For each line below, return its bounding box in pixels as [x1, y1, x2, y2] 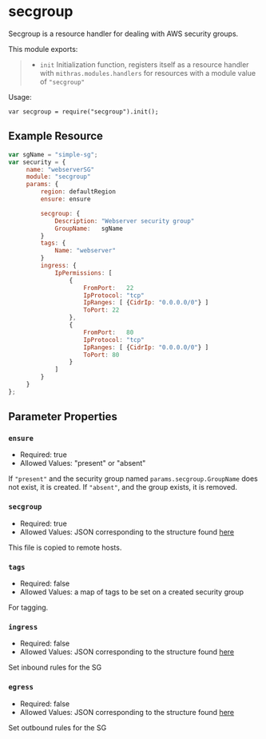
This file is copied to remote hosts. [8, 542, 122, 552]
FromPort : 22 [83, 284, 134, 292]
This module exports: [8, 44, 78, 54]
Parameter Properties [8, 410, 118, 423]
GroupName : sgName [54, 224, 124, 232]
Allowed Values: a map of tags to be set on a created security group [19, 587, 244, 597]
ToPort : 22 [83, 306, 120, 314]
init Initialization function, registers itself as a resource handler [39, 59, 249, 70]
